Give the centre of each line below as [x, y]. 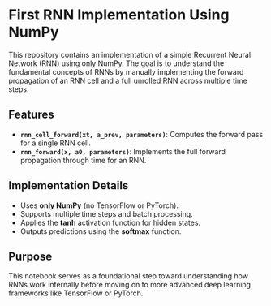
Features [31, 115]
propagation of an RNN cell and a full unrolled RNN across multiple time [128, 80]
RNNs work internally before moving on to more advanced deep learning [130, 285]
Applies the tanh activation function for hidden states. [110, 222]
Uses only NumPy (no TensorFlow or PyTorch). [99, 205]
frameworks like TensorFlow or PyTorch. [76, 293]
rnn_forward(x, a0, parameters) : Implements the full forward [123, 151]
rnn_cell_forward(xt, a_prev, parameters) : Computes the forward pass [142, 134]
